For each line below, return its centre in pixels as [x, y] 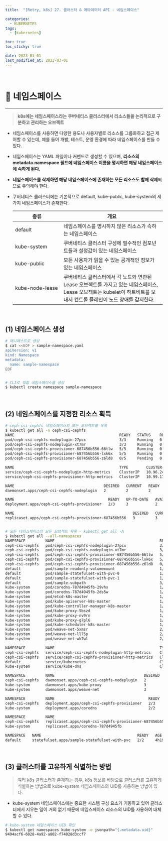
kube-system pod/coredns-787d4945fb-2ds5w [57, 592]
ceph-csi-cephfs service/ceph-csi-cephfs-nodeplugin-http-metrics [78, 652]
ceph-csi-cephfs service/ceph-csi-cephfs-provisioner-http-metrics [79, 657]
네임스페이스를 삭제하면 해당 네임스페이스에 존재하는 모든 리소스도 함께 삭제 [85, 179]
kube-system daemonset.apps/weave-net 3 [76, 689]
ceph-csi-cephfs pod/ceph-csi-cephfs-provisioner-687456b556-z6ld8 [79, 564]
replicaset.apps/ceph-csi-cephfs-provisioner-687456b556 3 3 [81, 518]
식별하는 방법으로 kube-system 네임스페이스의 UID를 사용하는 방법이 [85, 786]
